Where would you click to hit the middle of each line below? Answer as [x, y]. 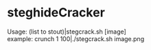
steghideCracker [56, 13]
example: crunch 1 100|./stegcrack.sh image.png [76, 38]
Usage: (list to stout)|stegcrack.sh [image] [67, 32]
